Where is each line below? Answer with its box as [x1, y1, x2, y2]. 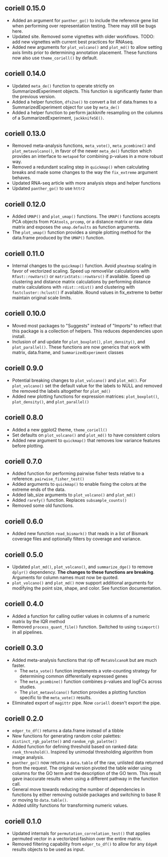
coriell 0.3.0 [5, 644, 44, 652]
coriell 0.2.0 [5, 714, 44, 723]
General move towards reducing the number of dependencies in [12, 787, 145, 793]
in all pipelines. [12, 629, 43, 635]
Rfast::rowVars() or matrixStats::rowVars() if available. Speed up [12, 274, 151, 280]
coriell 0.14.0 [5, 69, 46, 78]
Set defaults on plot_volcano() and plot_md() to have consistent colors [12, 432, 160, 438]
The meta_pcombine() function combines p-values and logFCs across [19, 678, 162, 684]
